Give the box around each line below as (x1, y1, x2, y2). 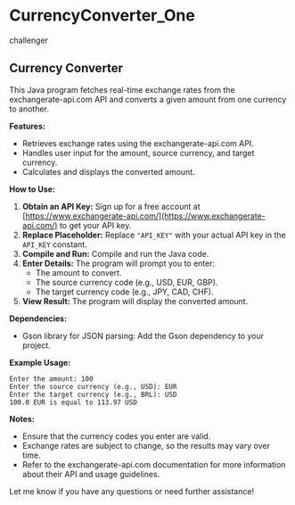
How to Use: (9, 184, 56, 195)
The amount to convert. (35, 267, 122, 277)
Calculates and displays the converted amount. (21, 166, 196, 177)
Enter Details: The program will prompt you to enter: (21, 258, 216, 269)
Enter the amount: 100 (9, 374, 94, 384)
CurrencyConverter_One (9, 5, 196, 26)
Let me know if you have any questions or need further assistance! (9, 485, 255, 496)
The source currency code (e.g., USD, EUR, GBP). (35, 277, 218, 287)
